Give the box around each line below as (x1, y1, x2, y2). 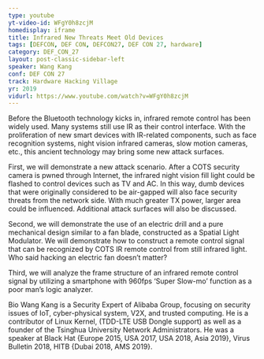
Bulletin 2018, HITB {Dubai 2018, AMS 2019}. (8, 342, 153, 351)
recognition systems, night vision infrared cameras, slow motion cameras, (8, 139, 248, 148)
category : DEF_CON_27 (8, 48, 80, 56)
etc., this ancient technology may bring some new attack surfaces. (8, 147, 225, 157)
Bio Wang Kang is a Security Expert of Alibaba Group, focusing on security (8, 300, 251, 309)
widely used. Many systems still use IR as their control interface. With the (8, 122, 246, 131)
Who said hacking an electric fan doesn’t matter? (8, 253, 168, 262)
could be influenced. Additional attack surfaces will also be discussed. (8, 204, 237, 213)
